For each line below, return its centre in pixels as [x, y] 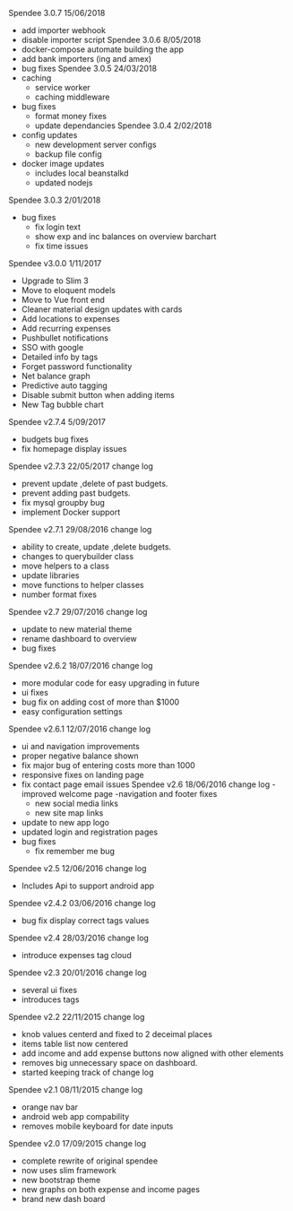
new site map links [69, 813]
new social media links [76, 803]
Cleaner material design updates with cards [102, 309]
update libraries [50, 575]
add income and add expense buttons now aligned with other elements [152, 1053]
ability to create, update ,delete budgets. [96, 547]
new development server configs [96, 144]
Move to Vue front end [63, 300]
